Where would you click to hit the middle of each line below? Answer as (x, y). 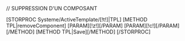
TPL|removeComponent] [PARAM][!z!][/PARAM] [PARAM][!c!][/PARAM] (93, 26)
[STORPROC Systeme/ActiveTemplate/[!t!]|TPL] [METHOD (77, 19)
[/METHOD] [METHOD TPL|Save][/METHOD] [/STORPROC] (78, 32)
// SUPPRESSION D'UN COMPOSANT (52, 8)
